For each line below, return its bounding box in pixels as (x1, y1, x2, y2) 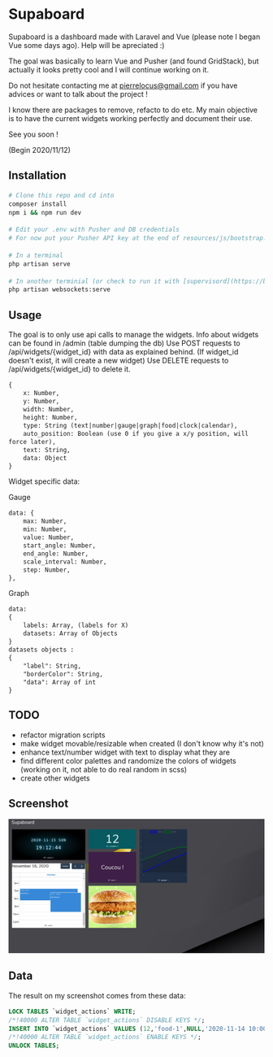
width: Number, (23, 406, 75, 414)
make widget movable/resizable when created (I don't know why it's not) (19, 738, 264, 748)
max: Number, (23, 517, 67, 525)
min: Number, (23, 525, 67, 533)
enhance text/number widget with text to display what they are (19, 747, 230, 757)
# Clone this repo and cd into (8, 191, 115, 199)
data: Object (23, 455, 67, 463)
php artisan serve (8, 259, 71, 268)
